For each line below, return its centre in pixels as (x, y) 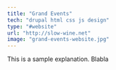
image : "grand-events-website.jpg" (58, 40)
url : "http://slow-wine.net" (49, 33)
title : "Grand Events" (40, 14)
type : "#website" (32, 26)
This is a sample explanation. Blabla (58, 59)
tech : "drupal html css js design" (58, 20)
